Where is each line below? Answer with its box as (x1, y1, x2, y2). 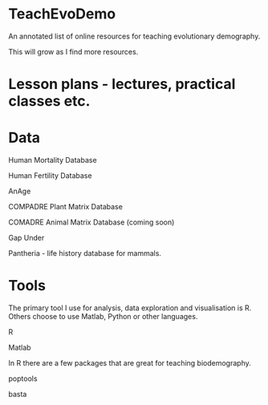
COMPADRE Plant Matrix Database (8, 202, 123, 212)
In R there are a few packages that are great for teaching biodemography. (8, 358, 251, 367)
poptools (8, 374, 38, 383)
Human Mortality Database (8, 156, 98, 165)
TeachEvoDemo (8, 5, 116, 23)
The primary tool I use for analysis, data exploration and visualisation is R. (8, 303, 252, 313)
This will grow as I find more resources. (8, 47, 139, 56)
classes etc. (8, 92, 91, 111)
